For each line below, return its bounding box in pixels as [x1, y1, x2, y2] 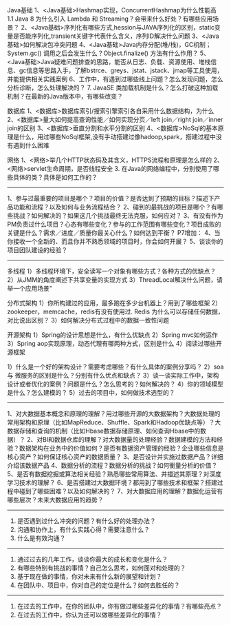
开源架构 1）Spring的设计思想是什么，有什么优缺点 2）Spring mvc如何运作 [7, 331, 219, 339]
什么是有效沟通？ [16, 534, 66, 542]
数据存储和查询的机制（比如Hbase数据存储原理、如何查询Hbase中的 [7, 427, 201, 435]
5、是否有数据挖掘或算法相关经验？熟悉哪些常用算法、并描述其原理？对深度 [7, 470, 222, 478]
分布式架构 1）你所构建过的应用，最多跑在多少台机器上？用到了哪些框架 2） [7, 299, 222, 307]
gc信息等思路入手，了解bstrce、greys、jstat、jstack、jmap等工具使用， [19, 66, 223, 74]
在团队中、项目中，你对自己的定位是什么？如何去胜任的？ [16, 581, 180, 589]
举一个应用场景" [7, 285, 53, 292]
